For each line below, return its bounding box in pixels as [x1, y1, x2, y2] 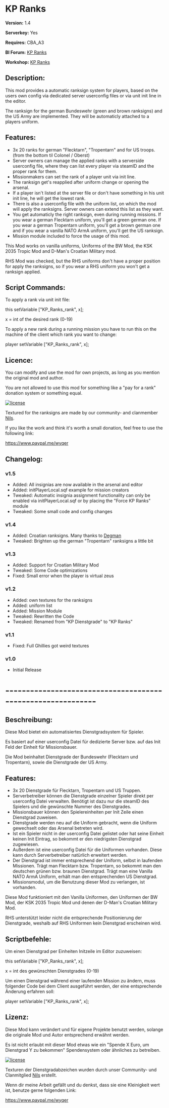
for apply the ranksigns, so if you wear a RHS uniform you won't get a [5, 263, 150, 269]
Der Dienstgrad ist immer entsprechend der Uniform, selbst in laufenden [12, 857, 163, 864]
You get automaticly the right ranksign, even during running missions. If [12, 211, 161, 217]
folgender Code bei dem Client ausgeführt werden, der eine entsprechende [5, 983, 162, 989]
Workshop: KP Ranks [5, 59, 50, 65]
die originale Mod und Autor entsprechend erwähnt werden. [5, 1031, 130, 1038]
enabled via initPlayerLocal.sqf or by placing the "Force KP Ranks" [12, 498, 151, 504]
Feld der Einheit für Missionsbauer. [5, 744, 78, 750]
